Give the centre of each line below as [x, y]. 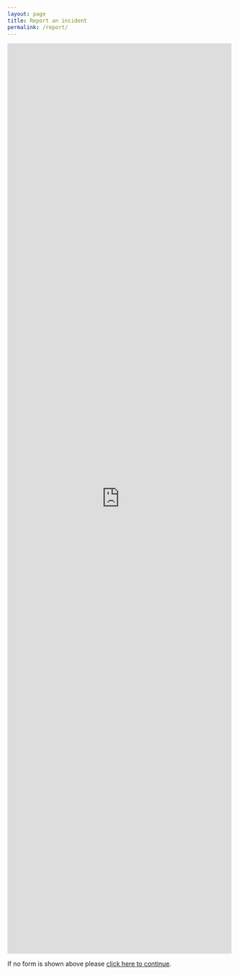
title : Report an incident [47, 21]
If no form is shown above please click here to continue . [90, 964]
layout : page [27, 14]
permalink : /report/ [38, 27]
